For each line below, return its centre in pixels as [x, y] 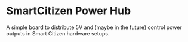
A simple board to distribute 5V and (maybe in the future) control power [94, 27]
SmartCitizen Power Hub [69, 11]
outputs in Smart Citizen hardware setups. [58, 33]
